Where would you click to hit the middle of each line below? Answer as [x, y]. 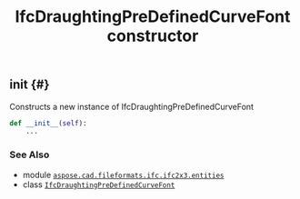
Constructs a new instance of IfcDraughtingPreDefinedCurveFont [132, 106]
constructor [153, 36]
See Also [30, 154]
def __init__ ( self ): [49, 123]
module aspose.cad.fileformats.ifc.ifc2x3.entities [123, 174]
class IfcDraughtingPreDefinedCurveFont [99, 184]
